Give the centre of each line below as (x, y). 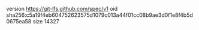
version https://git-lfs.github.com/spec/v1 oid (62, 9)
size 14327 (46, 21)
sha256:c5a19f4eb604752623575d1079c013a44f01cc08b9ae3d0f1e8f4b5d (100, 15)
